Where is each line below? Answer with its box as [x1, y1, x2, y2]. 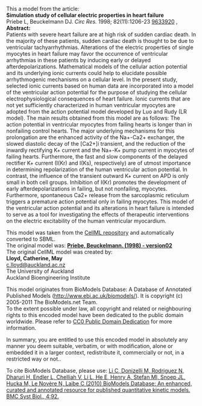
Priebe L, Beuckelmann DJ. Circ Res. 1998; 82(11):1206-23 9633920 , [6, 18, 178, 25]
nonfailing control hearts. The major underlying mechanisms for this [6, 127, 175, 134]
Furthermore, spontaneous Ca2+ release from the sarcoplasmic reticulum [6, 192, 189, 198]
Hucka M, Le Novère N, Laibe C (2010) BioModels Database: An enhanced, [6, 380, 192, 387]
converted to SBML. [6, 235, 56, 243]
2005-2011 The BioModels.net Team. [6, 299, 98, 306]
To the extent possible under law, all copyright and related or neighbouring [6, 305, 192, 312]
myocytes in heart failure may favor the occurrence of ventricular [6, 50, 168, 57]
